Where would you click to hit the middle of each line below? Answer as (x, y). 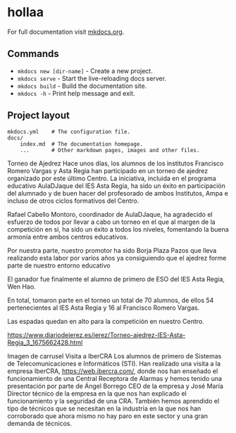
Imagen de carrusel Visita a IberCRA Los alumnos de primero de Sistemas (114, 356)
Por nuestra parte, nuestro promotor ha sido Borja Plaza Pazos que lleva (112, 250)
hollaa (26, 12)
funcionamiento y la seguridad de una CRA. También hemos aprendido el (113, 401)
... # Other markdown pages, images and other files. (110, 150)
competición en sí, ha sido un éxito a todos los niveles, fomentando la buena (118, 229)
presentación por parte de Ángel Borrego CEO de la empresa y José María (116, 386)
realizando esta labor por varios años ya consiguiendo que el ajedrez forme (117, 258)
